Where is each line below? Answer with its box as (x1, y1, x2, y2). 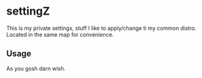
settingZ (6, 4, 50, 18)
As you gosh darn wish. (6, 65, 66, 72)
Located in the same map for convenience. (6, 30, 114, 38)
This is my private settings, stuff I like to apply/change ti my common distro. (6, 24, 197, 32)
